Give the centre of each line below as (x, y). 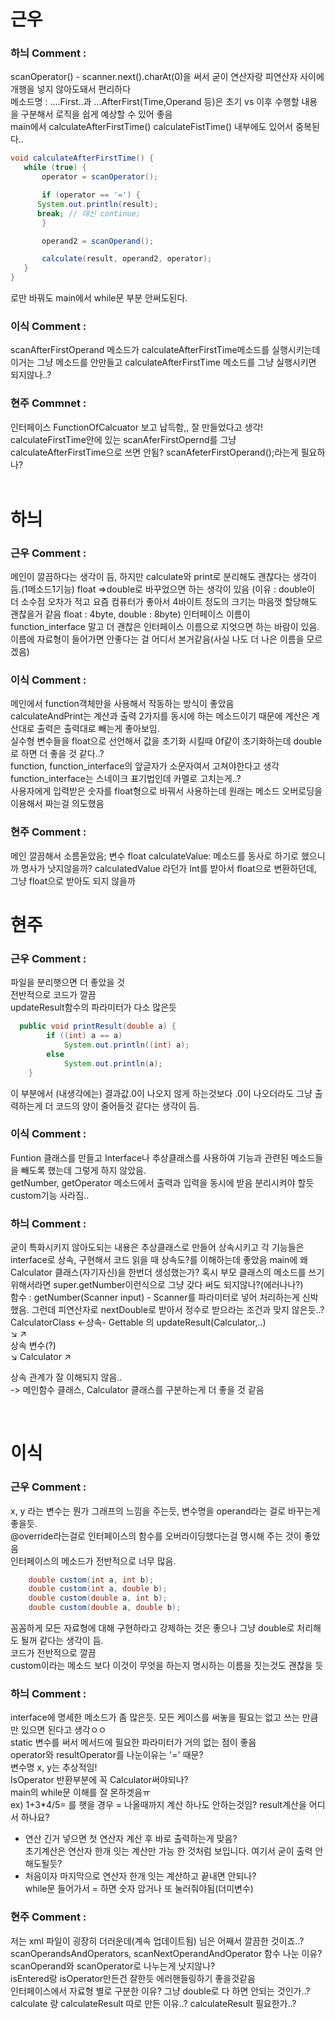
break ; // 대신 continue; (89, 213)
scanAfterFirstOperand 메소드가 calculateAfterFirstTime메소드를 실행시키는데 (165, 350)
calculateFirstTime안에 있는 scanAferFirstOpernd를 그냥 (123, 439)
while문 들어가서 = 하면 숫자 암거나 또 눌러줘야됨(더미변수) (139, 1889)
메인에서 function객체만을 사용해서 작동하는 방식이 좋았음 (122, 704)
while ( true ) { (55, 168)
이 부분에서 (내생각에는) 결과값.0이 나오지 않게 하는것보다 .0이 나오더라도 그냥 (161, 1093)
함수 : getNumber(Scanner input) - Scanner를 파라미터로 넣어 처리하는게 (155, 1297)
